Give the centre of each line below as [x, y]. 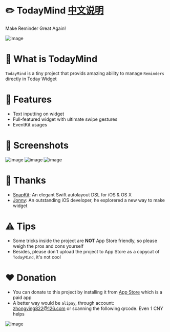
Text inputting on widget [38, 114]
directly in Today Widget [31, 79]
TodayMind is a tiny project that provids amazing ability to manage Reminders [85, 73]
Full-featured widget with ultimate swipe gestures [65, 119]
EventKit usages [30, 124]
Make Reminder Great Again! [36, 28]
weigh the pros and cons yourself [48, 246]
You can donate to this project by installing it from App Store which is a [88, 292]
